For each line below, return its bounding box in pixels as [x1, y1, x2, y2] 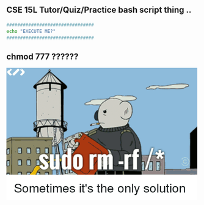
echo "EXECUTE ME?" [6, 28, 56, 34]
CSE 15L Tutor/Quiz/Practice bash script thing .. [6, 5, 192, 15]
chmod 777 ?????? [6, 51, 79, 61]
